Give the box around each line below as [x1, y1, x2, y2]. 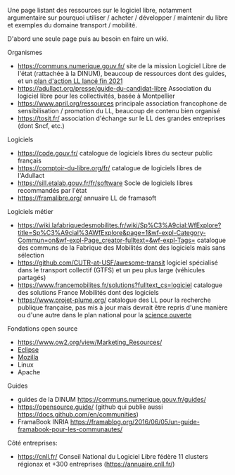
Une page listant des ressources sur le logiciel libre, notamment [7, 6, 192, 14]
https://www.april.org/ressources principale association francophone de [17, 99, 227, 108]
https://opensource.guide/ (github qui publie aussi [17, 403, 163, 411]
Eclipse [17, 346, 39, 354]
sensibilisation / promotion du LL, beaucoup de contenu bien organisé [17, 107, 220, 115]
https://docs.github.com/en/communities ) [17, 410, 139, 418]
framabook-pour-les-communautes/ [17, 425, 123, 433]
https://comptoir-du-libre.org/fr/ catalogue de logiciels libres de [17, 164, 202, 172]
